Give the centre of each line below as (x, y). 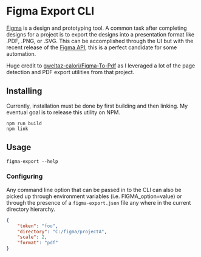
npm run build (24, 123)
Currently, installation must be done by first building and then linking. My (97, 106)
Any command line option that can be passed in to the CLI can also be (94, 190)
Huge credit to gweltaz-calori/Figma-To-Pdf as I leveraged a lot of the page (101, 66)
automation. (21, 53)
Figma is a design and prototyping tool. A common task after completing (97, 28)
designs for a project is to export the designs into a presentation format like (101, 34)
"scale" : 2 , (32, 237)
